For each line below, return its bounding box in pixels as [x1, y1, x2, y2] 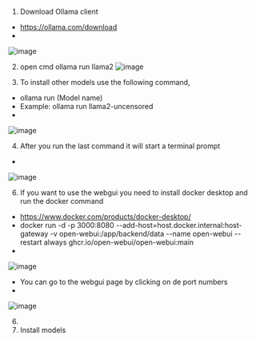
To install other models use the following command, [19, 78, 190, 87]
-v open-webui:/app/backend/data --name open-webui [50, 229, 234, 238]
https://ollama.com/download [19, 22, 118, 31]
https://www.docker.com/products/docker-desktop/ [19, 212, 191, 221]
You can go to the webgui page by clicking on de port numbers [19, 277, 228, 286]
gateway [19, 229, 49, 238]
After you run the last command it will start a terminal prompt [19, 141, 221, 151]
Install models [19, 325, 66, 335]
